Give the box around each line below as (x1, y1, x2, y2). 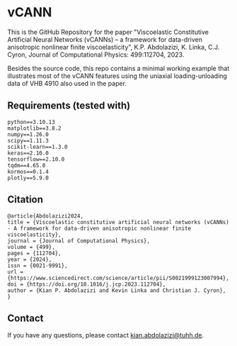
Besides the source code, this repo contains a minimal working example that (7, 64, 230, 72)
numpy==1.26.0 (7, 130, 50, 138)
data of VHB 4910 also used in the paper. (7, 79, 127, 87)
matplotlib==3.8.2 (7, 125, 62, 132)
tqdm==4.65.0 (7, 162, 46, 169)
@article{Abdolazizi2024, (7, 212, 83, 220)
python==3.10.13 (7, 118, 55, 125)
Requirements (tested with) (7, 100, 131, 112)
